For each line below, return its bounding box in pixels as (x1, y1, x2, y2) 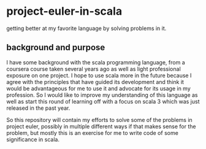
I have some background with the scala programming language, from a (6, 58, 185, 66)
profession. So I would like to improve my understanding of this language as (6, 91, 198, 99)
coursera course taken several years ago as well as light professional (6, 65, 181, 72)
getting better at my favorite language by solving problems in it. (6, 25, 167, 32)
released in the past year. (6, 104, 71, 112)
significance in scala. (6, 136, 60, 143)
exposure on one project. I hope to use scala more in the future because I (6, 72, 192, 79)
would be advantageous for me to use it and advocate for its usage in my (6, 85, 191, 92)
